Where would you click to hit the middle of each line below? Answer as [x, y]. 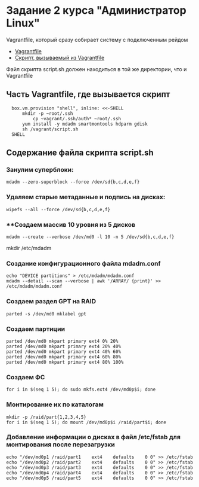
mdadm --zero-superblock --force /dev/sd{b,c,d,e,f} [73, 182]
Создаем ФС [26, 377]
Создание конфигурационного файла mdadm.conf [83, 263]
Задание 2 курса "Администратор [96, 10]
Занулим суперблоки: [40, 170]
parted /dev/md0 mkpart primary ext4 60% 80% [63, 357]
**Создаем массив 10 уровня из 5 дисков [71, 224]
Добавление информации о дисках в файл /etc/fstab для [93, 437]
